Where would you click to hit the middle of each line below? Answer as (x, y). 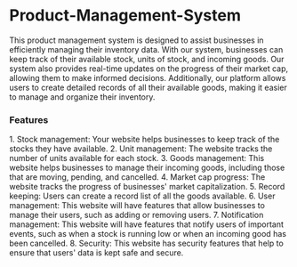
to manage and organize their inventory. (82, 97)
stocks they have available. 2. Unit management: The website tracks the (141, 149)
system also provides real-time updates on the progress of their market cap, (149, 69)
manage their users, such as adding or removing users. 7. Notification (136, 215)
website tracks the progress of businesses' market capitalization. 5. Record (147, 187)
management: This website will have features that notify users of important (147, 224)
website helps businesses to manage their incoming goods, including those (147, 168)
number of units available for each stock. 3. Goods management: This (137, 158)
